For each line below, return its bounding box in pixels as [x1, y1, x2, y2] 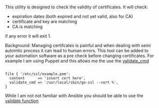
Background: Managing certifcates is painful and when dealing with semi [5, 43, 151, 48]
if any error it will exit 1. [5, 33, 52, 39]
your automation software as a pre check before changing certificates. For [5, 53, 154, 59]
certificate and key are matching [12, 19, 77, 24]
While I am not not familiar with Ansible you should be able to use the [5, 93, 143, 98]
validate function [5, 98, 39, 104]
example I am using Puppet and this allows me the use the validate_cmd [5, 58, 149, 63]
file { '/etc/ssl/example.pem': [5, 72, 71, 77]
